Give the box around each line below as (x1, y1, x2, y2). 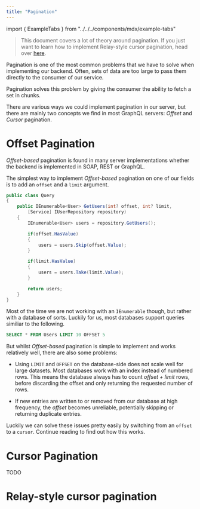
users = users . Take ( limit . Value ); (38, 269, 124, 275)
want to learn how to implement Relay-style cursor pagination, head (20, 43, 188, 50)
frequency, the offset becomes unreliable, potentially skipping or (14, 404, 174, 411)
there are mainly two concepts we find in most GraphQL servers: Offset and (6, 109, 192, 116)
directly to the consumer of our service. (6, 73, 104, 81)
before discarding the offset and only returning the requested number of (14, 380, 193, 387)
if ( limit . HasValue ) (27, 258, 76, 265)
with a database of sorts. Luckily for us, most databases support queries (6, 314, 185, 321)
